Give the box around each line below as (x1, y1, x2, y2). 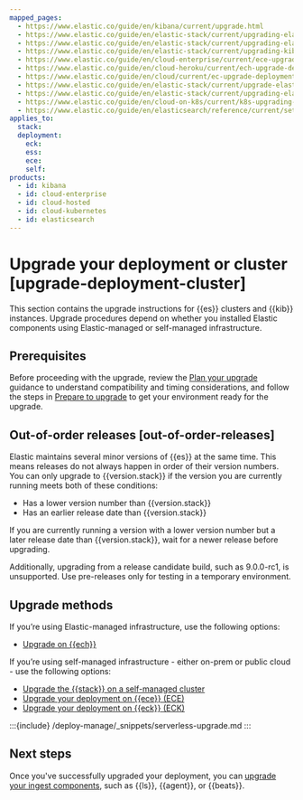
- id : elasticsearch (17, 214, 95, 224)
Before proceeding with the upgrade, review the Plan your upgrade (9, 372, 259, 383)
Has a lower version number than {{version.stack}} (22, 498, 212, 509)
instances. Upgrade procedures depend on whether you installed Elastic (9, 313, 278, 324)
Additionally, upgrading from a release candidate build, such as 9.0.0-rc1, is (9, 561, 289, 572)
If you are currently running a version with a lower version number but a (9, 525, 276, 536)
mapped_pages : (9, 13, 63, 23)
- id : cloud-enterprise (17, 190, 106, 199)
